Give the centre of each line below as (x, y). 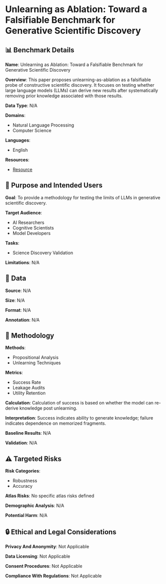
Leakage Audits (29, 388)
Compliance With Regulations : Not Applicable (54, 576)
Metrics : (14, 373)
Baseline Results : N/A (28, 433)
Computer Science (32, 130)
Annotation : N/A (22, 320)
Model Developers (31, 233)
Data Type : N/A (21, 105)
